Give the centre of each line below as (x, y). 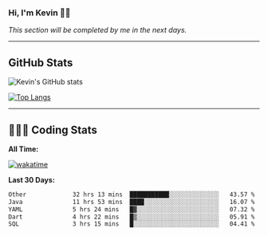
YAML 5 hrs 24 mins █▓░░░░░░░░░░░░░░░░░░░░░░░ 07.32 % (132, 209)
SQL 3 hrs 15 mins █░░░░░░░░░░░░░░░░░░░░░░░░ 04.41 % (132, 224)
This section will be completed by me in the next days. (98, 30)
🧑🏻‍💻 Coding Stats (53, 130)
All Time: (24, 149)
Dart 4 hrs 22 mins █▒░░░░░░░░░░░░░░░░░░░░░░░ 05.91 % (132, 217)
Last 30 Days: (32, 179)
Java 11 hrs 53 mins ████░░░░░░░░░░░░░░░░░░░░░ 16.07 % (132, 202)
